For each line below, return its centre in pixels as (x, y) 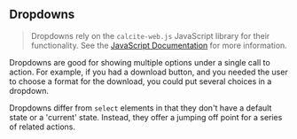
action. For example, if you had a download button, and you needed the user (148, 72)
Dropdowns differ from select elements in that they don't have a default (141, 108)
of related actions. (42, 127)
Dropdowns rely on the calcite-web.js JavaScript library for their (150, 35)
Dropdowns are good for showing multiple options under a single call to (140, 62)
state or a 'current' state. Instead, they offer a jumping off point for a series (146, 117)
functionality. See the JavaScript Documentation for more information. (159, 45)
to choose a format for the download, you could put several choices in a (141, 81)
